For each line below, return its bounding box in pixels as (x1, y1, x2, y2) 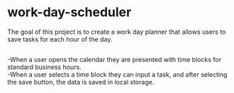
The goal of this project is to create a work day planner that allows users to (7, 27, 226, 36)
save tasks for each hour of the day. (7, 35, 113, 43)
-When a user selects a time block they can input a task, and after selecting (7, 70, 228, 79)
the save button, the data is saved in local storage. (7, 78, 155, 87)
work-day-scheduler (7, 4, 132, 20)
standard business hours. (7, 63, 82, 71)
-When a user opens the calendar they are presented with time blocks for (7, 56, 222, 64)
